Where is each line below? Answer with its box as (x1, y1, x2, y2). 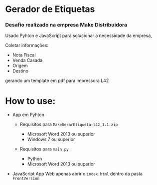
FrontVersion (12, 176, 40, 181)
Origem (12, 62, 28, 68)
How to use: (5, 95, 56, 106)
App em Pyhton (12, 111, 45, 118)
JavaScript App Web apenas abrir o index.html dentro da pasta (12, 171, 143, 177)
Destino (12, 68, 29, 74)
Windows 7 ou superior (27, 136, 75, 142)
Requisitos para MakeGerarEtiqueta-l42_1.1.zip (19, 121, 118, 127)
